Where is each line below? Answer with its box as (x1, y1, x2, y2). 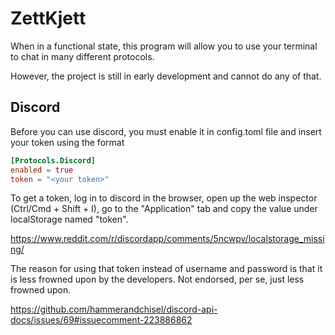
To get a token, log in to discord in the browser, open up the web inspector (10, 192, 318, 204)
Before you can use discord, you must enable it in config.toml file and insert (10, 125, 322, 137)
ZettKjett (10, 7, 87, 30)
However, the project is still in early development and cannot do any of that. (10, 70, 322, 82)
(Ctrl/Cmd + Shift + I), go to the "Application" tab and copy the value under (10, 203, 318, 215)
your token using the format (10, 136, 125, 148)
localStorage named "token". (10, 213, 129, 226)
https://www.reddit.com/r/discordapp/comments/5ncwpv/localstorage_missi (10, 233, 325, 245)
